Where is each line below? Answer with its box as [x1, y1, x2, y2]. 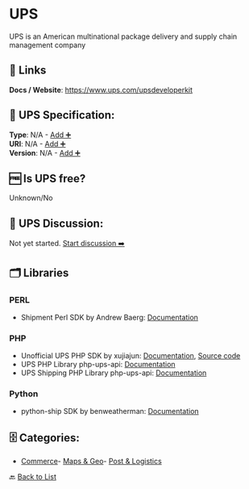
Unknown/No [9, 193, 53, 203]
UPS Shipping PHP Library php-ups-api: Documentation [20, 368, 207, 378]
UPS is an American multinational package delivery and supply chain [9, 31, 238, 41]
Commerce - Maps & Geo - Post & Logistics [20, 457, 162, 466]
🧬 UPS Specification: [9, 108, 115, 122]
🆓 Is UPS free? [9, 171, 86, 186]
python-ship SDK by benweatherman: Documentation [20, 407, 200, 416]
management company [9, 40, 86, 49]
